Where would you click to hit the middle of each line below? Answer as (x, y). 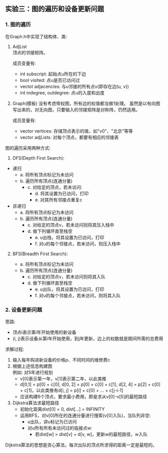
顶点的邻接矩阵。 (30, 52)
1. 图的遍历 (18, 25)
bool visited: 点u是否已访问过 (50, 80)
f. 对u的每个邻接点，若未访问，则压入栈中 (78, 244)
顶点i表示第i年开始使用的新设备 (44, 332)
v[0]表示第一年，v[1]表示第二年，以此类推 (63, 379)
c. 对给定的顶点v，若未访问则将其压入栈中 (71, 224)
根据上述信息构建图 (32, 366)
